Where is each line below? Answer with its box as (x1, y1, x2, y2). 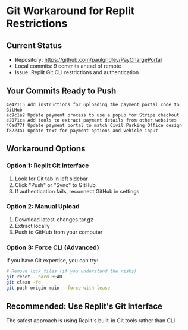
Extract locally (14, 222, 50, 229)
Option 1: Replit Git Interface (6, 161, 89, 170)
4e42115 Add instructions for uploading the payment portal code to (6, 101, 180, 107)
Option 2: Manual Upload (6, 202, 80, 211)
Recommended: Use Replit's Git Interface (6, 301, 162, 311)
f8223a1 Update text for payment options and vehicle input (6, 128, 159, 134)
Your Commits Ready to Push (6, 86, 117, 96)
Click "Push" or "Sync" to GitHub (14, 181, 96, 188)
